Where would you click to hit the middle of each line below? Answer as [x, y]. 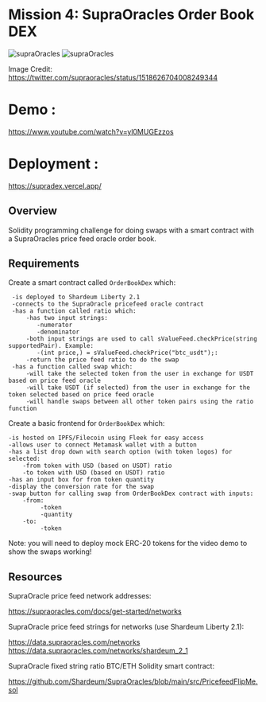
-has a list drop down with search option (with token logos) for [120, 452]
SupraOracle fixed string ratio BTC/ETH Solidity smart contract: [112, 666]
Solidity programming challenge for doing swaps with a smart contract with [131, 230]
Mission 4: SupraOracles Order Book [131, 15]
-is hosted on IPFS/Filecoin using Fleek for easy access [106, 438]
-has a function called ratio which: [74, 311]
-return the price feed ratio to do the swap [102, 360]
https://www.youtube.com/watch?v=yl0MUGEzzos [91, 131]
